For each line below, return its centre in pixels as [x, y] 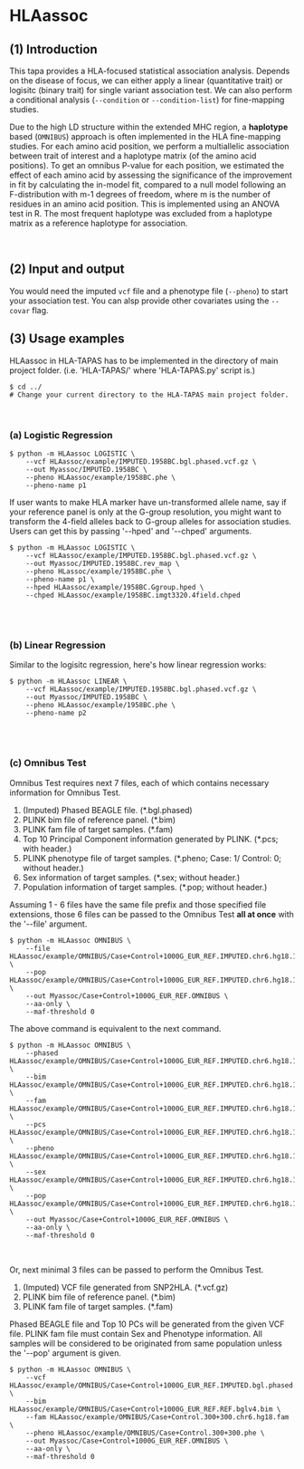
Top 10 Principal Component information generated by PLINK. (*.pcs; [150, 839]
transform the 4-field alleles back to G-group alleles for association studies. [151, 521]
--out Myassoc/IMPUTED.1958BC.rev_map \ [103, 563]
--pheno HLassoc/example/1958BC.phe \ [99, 571]
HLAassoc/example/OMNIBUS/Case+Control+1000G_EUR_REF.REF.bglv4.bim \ [145, 1409]
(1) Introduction [53, 49]
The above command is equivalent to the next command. [115, 1028]
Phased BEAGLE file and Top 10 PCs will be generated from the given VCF [147, 1324]
